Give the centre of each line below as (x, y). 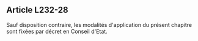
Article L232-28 (37, 10)
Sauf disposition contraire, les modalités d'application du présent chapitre (99, 24)
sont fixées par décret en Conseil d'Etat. (57, 31)
